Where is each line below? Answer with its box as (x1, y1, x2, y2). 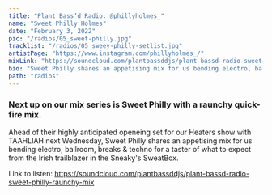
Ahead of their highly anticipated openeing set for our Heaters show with (8, 127, 252, 137)
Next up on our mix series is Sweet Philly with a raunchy (8, 99, 233, 110)
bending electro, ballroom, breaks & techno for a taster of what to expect (8, 144, 252, 154)
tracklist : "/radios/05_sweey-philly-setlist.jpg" (8, 42, 183, 50)
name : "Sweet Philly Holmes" (8, 19, 107, 28)
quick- (234, 99, 261, 110)
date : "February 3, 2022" (8, 27, 96, 35)
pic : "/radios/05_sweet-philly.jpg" (8, 34, 132, 43)
